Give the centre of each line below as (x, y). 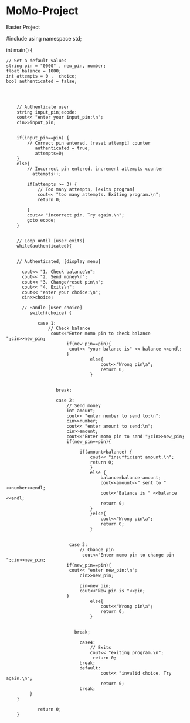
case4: (87, 642)
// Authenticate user (43, 107)
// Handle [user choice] (52, 308)
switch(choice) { (51, 313)
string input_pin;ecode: (47, 112)
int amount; (81, 411)
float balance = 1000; (34, 71)
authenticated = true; (63, 148)
